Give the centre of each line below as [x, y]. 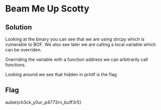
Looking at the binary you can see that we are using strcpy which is [75, 39]
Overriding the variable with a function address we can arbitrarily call [76, 59]
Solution [19, 27]
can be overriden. [24, 50]
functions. [16, 65]
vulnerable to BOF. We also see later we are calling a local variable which [81, 44]
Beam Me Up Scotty [47, 9]
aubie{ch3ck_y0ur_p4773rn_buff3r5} [43, 102]
